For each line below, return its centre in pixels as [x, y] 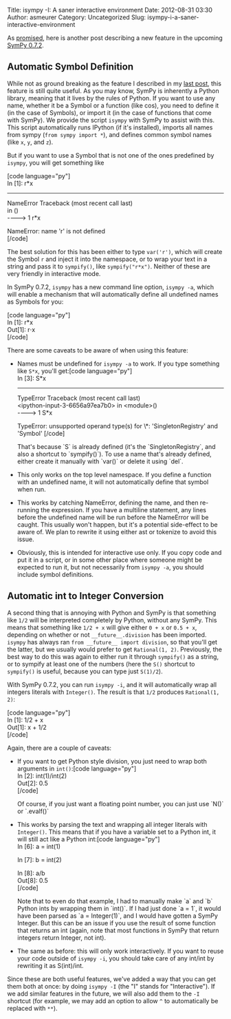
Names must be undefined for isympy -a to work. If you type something [118, 364]
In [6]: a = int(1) [38, 846]
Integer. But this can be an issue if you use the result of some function [117, 923]
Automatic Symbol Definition [70, 67]
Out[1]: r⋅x [21, 329]
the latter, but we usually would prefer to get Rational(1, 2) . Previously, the [114, 649]
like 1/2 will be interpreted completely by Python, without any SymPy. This [112, 620]
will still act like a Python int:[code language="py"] [88, 839]
